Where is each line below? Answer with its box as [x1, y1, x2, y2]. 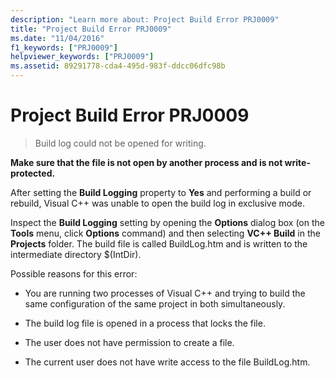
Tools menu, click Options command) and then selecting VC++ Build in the [10, 227, 321, 239]
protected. [10, 167, 56, 179]
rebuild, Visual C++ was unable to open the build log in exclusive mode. [10, 197, 305, 209]
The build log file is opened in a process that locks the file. [24, 317, 266, 329]
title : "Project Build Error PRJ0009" [10, 24, 172, 34]
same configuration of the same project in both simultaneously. [24, 297, 286, 310]
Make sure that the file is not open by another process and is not [10, 156, 283, 168]
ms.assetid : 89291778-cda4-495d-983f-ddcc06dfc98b [10, 61, 226, 71]
